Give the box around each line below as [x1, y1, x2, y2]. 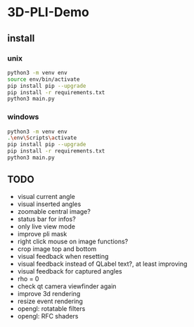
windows [7, 112, 39, 122]
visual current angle [17, 192, 75, 200]
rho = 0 [17, 274, 39, 283]
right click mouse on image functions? [17, 237, 129, 245]
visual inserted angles [17, 200, 82, 208]
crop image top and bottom [17, 244, 97, 253]
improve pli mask [17, 229, 67, 238]
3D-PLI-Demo [7, 4, 89, 20]
